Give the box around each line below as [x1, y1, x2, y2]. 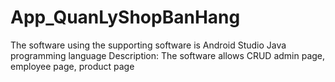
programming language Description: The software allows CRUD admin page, [10, 49, 326, 61]
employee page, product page [10, 60, 135, 72]
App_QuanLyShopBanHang [10, 6, 241, 29]
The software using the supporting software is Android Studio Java [10, 39, 287, 51]
